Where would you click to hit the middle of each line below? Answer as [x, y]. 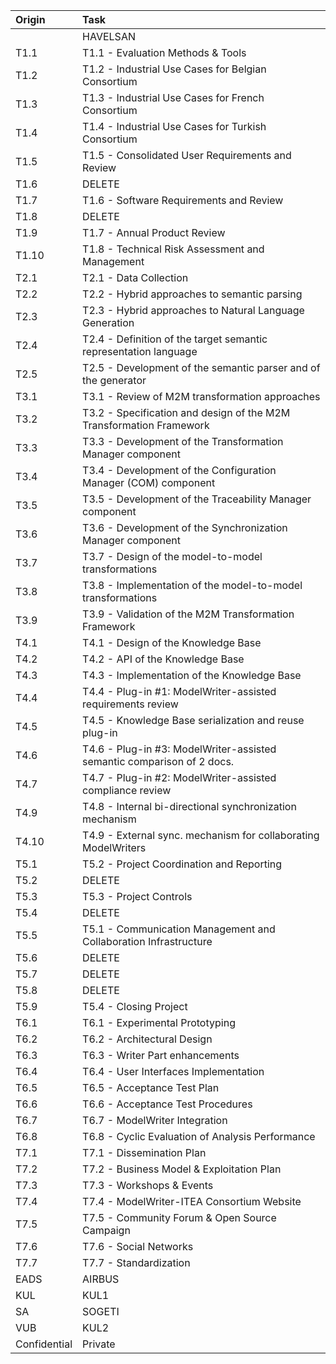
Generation [108, 322]
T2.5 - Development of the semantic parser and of [201, 367]
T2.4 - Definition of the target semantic [175, 339]
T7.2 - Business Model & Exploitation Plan [182, 1169]
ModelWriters [114, 847]
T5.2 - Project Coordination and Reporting [182, 864]
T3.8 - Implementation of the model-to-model [192, 585]
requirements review [130, 704]
